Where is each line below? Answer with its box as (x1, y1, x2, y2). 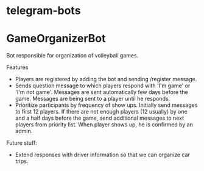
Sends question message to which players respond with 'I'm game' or (15, 82, 191, 89)
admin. (15, 128, 33, 135)
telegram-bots (6, 4, 81, 18)
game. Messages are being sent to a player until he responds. (15, 95, 171, 103)
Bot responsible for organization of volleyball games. (6, 52, 139, 59)
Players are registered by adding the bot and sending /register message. (15, 76, 197, 83)
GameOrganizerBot (6, 32, 106, 46)
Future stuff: (6, 139, 38, 147)
